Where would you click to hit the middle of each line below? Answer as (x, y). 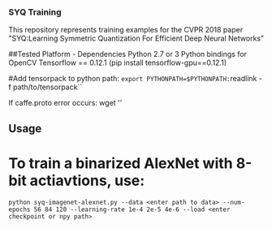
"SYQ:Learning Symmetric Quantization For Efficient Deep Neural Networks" (136, 38)
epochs (19, 210)
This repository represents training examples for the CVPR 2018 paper (126, 30)
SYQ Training (35, 12)
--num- (234, 202)
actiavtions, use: (87, 180)
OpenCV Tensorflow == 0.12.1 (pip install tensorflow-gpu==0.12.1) (118, 63)
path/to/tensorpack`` (48, 87)
